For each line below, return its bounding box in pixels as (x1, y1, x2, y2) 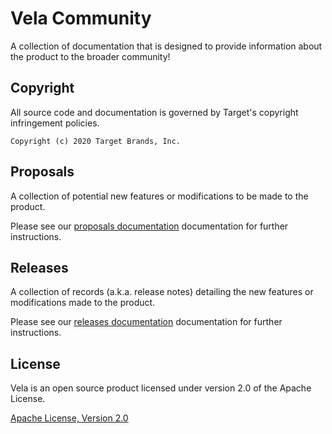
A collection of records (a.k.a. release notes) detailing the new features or (10, 286, 314, 298)
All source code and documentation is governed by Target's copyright (10, 106, 299, 118)
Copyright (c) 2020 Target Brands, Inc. (10, 136, 182, 146)
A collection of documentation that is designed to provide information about (10, 40, 323, 52)
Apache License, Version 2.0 (10, 412, 129, 424)
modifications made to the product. (10, 297, 156, 309)
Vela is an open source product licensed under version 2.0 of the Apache (10, 382, 312, 394)
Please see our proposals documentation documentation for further (10, 220, 289, 232)
